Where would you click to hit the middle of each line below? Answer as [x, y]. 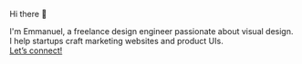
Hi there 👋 [28, 14]
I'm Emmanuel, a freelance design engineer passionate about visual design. [151, 31]
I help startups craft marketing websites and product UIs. [116, 41]
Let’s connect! [36, 50]
